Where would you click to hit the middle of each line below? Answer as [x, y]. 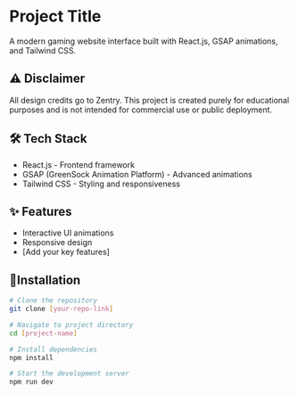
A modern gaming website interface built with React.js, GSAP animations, [144, 41]
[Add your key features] [66, 252]
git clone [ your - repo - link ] [62, 309]
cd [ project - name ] [43, 333]
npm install [31, 358]
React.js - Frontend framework [79, 165]
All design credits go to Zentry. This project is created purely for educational [149, 100]
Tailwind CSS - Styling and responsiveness [101, 184]
